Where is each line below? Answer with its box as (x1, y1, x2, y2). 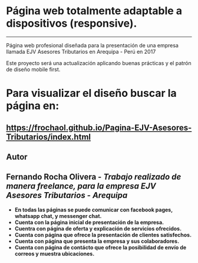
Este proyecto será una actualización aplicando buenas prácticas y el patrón (6, 59, 192, 66)
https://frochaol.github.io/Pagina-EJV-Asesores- (6, 122, 192, 132)
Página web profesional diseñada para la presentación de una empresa (6, 41, 179, 48)
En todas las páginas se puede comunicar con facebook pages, (14, 206, 173, 213)
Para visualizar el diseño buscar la (6, 87, 177, 100)
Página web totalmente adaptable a (6, 4, 183, 18)
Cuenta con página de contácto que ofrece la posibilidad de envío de (14, 243, 187, 251)
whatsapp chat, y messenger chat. (14, 212, 102, 219)
